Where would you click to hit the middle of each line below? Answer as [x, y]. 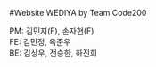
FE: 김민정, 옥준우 [40, 42]
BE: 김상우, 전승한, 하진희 [53, 53]
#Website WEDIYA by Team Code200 [78, 13]
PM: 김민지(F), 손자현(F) [52, 31]
